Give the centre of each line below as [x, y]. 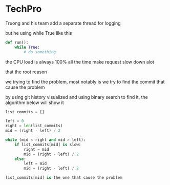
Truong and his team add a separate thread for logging [63, 23]
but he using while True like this [39, 33]
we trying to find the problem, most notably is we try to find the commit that [85, 81]
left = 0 [15, 121]
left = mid [35, 164]
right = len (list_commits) [34, 126]
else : [20, 159]
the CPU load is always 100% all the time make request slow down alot [80, 61]
